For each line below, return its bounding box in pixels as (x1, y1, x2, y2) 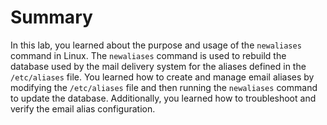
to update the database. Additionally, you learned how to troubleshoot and (10, 92, 317, 104)
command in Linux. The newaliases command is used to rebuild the (10, 49, 287, 61)
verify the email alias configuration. (10, 102, 156, 115)
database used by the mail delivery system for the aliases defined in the (10, 60, 307, 72)
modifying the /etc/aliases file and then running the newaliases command (10, 81, 318, 93)
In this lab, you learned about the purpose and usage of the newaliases (10, 39, 302, 51)
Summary (10, 6, 93, 29)
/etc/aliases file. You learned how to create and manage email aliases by (10, 71, 315, 83)
